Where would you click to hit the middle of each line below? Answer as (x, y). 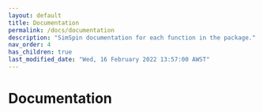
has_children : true (40, 52)
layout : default (35, 15)
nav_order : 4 (30, 45)
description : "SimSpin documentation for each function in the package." (132, 37)
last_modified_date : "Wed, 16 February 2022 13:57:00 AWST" (109, 60)
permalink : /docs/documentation (61, 30)
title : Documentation (44, 23)
